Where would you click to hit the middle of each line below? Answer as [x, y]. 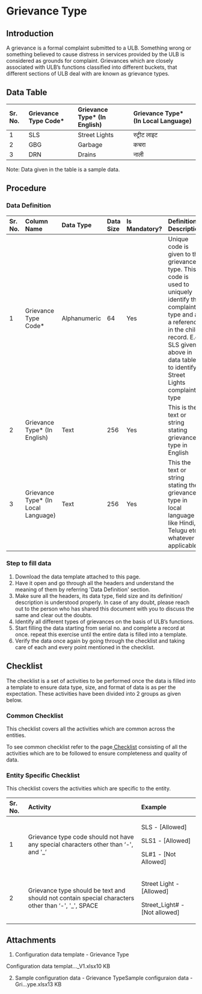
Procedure [26, 188]
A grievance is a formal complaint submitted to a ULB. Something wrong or [99, 48]
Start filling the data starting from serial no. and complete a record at [100, 628]
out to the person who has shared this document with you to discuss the [104, 609]
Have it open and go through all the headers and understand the [94, 583]
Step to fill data [29, 563]
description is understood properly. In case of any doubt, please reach [102, 602]
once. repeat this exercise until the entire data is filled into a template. [101, 634]
